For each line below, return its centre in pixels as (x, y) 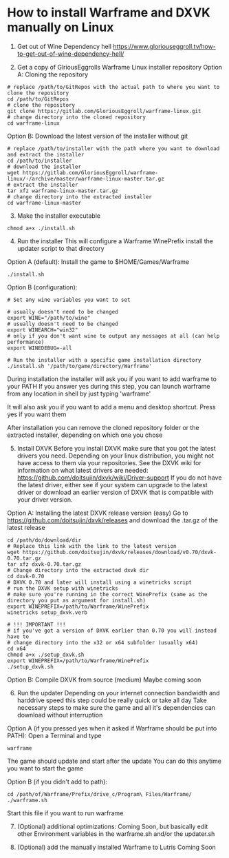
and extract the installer (46, 154)
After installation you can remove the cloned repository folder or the (103, 427)
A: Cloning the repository (52, 74)
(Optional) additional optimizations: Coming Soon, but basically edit (112, 826)
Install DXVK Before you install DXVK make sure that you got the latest (117, 448)
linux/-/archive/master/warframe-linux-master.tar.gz (86, 178)
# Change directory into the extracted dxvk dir (78, 570)
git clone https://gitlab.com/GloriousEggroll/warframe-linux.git (104, 111)
